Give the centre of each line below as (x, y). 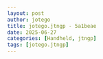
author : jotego (29, 20)
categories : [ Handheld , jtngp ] (52, 39)
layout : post (26, 13)
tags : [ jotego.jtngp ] (38, 45)
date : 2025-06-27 (32, 32)
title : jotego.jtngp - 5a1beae (52, 26)
